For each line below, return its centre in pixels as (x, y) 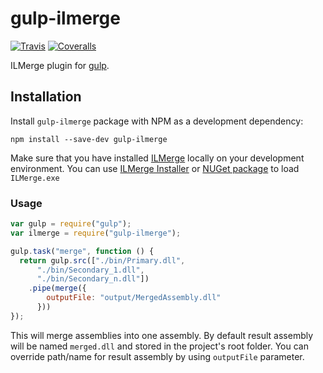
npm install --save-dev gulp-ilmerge (89, 139)
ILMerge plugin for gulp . (60, 65)
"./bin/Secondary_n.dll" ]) (93, 279)
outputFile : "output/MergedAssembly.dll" (134, 298)
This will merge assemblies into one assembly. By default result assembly (162, 335)
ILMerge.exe (35, 178)
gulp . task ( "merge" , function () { (82, 251)
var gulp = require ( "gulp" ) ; (71, 224)
